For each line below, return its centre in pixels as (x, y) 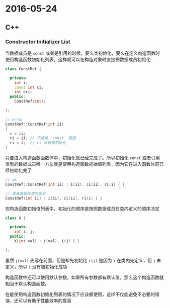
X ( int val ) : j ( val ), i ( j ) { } (47, 241)
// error (14, 119)
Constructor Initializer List (38, 42)
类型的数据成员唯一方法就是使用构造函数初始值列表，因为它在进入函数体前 (82, 164)
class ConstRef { (23, 69)
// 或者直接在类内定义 (26, 193)
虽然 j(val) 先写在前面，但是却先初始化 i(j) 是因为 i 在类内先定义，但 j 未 (83, 260)
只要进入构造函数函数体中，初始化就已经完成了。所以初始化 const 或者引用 (82, 158)
